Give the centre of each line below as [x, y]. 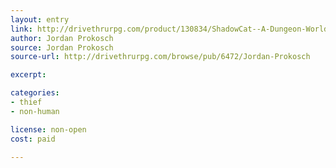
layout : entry [40, 19]
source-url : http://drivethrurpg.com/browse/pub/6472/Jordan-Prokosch [160, 57]
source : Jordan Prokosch [62, 47]
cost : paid [33, 139]
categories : [35, 93]
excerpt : [28, 75]
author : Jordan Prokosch [62, 38]
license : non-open [48, 129]
